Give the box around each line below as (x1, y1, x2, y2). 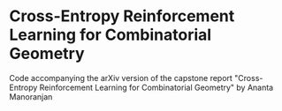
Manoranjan (9, 91, 53, 102)
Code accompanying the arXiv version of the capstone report (9, 72, 232, 83)
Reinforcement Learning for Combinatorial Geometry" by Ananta (39, 82, 274, 92)
